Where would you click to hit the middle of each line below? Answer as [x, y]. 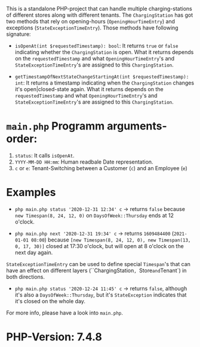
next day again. [34, 252]
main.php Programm [56, 126]
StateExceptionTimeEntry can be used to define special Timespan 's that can [99, 264]
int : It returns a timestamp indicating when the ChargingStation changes [104, 83]
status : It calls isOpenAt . [44, 155]
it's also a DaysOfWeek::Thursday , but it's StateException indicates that [101, 295]
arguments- [137, 126]
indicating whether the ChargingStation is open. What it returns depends [104, 52]
